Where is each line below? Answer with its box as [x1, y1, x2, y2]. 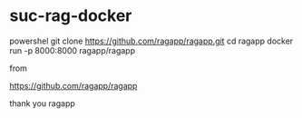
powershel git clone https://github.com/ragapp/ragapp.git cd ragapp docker [9, 35, 294, 46]
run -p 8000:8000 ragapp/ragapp [9, 44, 136, 55]
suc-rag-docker [9, 5, 132, 26]
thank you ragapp [9, 97, 75, 109]
